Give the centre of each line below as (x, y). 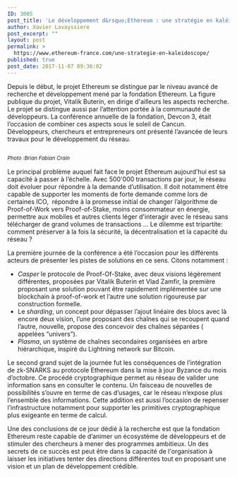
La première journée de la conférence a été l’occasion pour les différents (113, 253)
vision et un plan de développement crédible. (73, 466)
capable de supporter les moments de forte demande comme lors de (108, 194)
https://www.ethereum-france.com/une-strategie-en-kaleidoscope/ (112, 54)
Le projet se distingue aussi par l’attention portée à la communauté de (109, 109)
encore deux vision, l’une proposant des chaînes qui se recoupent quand (123, 319)
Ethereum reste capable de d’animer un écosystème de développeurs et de (117, 436)
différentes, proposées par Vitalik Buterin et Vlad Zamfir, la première (116, 281)
